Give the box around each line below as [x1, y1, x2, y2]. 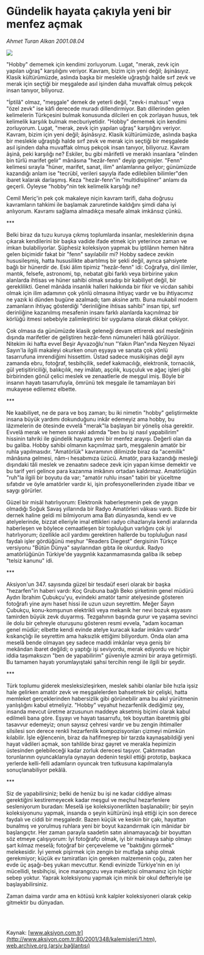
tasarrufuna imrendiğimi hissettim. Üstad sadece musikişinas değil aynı [6, 352, 185, 360]
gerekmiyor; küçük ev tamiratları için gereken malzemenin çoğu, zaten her [6, 854, 192, 862]
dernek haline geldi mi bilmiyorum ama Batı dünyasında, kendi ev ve [6, 511, 177, 519]
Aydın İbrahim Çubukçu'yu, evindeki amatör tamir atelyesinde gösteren [6, 593, 184, 601]
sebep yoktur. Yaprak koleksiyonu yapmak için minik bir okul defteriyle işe [6, 874, 192, 881]
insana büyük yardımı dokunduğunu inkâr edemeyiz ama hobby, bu [6, 415, 175, 423]
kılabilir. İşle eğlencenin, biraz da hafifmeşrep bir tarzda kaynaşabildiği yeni [6, 734, 195, 741]
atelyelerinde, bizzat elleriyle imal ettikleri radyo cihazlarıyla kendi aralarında [6, 518, 198, 525]
